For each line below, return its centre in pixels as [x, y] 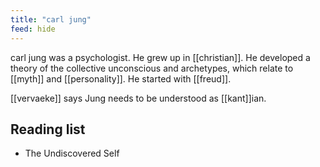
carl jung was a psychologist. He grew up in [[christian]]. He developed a [160, 57]
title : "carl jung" [51, 19]
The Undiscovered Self [72, 153]
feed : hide [33, 29]
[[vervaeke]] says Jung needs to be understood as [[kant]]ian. [138, 98]
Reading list [48, 129]
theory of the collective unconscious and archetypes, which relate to [152, 68]
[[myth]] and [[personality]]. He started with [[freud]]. [121, 78]
